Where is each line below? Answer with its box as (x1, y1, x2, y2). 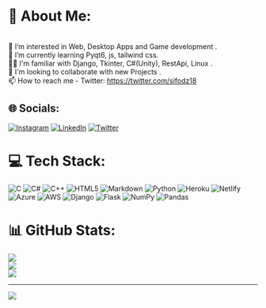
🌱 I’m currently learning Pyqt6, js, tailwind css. (8, 50, 159, 59)
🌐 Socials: (8, 102, 60, 116)
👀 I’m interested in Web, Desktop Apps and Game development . (8, 41, 218, 51)
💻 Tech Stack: (8, 152, 106, 169)
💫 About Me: (8, 7, 92, 25)
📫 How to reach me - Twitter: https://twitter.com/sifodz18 (8, 75, 197, 86)
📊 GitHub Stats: (8, 221, 116, 239)
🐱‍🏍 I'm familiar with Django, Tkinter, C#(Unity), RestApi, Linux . (8, 59, 213, 68)
